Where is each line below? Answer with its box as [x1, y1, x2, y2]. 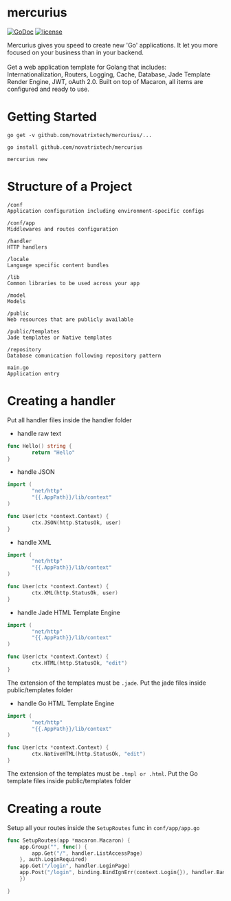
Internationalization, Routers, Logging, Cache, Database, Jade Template [7, 70, 211, 79]
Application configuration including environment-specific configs [7, 207, 205, 214]
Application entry [7, 370, 60, 377]
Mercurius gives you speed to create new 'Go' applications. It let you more [7, 41, 219, 49]
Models [7, 298, 26, 304]
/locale [7, 256, 30, 262]
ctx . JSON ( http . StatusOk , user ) [32, 519, 122, 526]
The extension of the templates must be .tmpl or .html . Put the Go [7, 769, 198, 778]
